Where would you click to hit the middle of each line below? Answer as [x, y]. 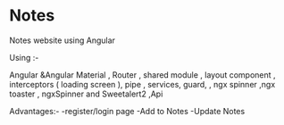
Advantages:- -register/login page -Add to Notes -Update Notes [127, 111]
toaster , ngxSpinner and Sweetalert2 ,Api [86, 94]
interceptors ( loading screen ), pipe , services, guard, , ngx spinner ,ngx [142, 84]
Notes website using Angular [63, 40]
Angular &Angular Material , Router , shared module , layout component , [142, 75]
